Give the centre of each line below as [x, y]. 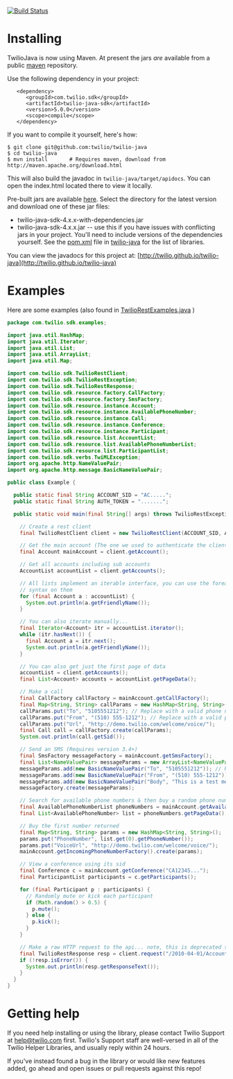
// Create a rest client [55, 527]
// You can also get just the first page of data [93, 666]
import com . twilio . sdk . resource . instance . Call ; [77, 419]
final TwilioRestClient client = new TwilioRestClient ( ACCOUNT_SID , [121, 533]
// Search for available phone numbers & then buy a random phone [118, 800]
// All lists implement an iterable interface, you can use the [114, 583]
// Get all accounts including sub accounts [85, 565]
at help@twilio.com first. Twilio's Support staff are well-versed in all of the [113, 1040]
